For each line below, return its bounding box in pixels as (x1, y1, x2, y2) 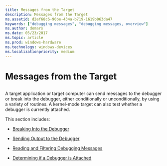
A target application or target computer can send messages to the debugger (5, 90, 162, 96)
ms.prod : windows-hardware (5, 40, 61, 45)
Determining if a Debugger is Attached (12, 155, 92, 161)
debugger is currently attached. (5, 106, 70, 112)
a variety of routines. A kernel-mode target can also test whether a (5, 101, 142, 107)
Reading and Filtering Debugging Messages (12, 145, 103, 151)
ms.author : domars (5, 26, 43, 31)
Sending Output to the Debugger (12, 135, 80, 141)
